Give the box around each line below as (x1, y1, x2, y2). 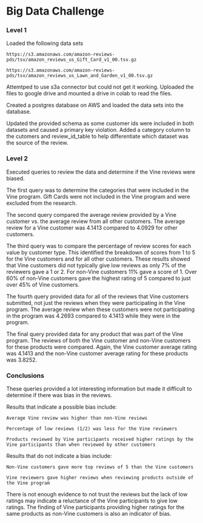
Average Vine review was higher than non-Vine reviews (6, 415, 148, 422)
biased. (6, 174, 25, 182)
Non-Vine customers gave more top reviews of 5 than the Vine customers (6, 464, 194, 470)
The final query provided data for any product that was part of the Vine (6, 330, 184, 338)
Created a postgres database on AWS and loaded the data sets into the (6, 101, 184, 109)
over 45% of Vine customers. (6, 281, 80, 288)
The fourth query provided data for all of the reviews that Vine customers (6, 293, 189, 300)
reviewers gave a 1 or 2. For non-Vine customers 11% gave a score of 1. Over (6, 268, 198, 275)
